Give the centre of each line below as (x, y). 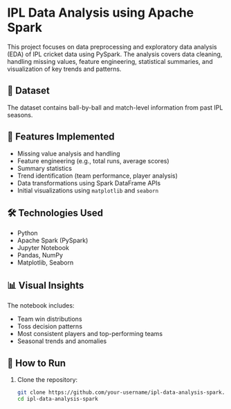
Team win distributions (49, 319)
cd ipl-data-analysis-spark (57, 399)
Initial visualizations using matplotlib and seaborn (88, 190)
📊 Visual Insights (46, 285)
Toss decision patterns (50, 326)
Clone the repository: (47, 379)
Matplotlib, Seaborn (45, 262)
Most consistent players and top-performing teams (90, 334)
